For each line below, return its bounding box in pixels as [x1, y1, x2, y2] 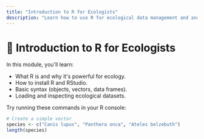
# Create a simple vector [6, 116, 72, 122]
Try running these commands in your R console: [6, 104, 126, 112]
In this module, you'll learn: [6, 61, 74, 68]
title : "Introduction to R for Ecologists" [6, 9, 118, 15]
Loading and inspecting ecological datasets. [15, 92, 126, 99]
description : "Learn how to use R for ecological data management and [6, 15, 189, 21]
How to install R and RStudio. [15, 79, 88, 87]
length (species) [6, 127, 47, 134]
